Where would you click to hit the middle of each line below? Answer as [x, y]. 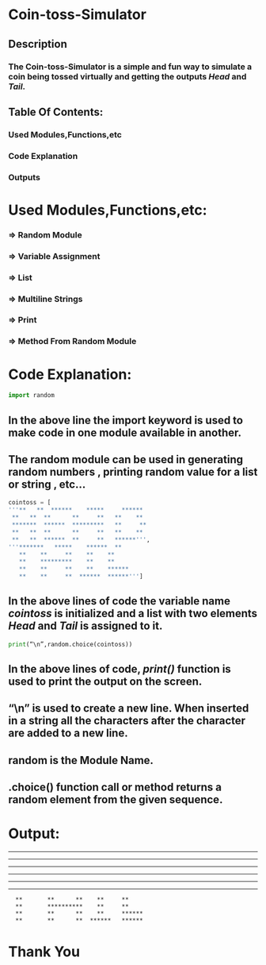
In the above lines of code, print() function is [120, 669]
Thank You [44, 952]
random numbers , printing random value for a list [133, 471]
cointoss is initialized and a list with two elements [133, 614]
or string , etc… [47, 484]
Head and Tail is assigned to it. [85, 626]
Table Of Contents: [56, 112]
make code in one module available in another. [125, 432]
